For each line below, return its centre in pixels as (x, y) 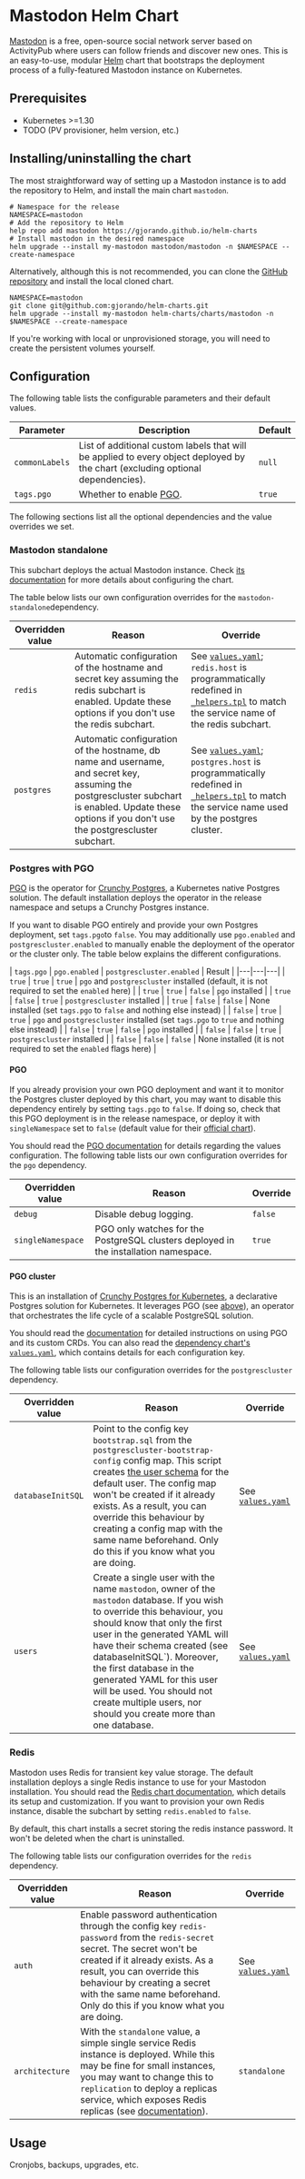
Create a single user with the (154, 1578)
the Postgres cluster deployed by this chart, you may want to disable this (145, 1099)
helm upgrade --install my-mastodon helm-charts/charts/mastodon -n (142, 313)
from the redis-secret (167, 1937)
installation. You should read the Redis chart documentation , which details (148, 1791)
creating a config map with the (158, 1529)
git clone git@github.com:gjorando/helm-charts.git (109, 305)
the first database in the (144, 1669)
